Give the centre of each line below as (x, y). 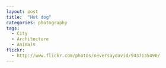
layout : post (22, 12)
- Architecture (30, 39)
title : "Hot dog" (29, 17)
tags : (13, 28)
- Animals (23, 45)
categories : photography (37, 22)
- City (20, 34)
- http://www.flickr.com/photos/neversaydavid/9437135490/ (86, 56)
